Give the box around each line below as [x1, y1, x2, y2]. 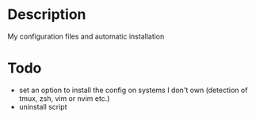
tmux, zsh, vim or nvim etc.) [18, 93, 110, 103]
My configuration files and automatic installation [7, 32, 165, 41]
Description [7, 6, 86, 24]
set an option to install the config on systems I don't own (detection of [18, 85, 248, 95]
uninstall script [18, 102, 67, 111]
